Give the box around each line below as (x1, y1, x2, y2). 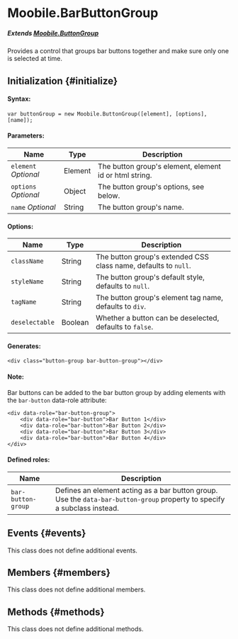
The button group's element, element (98, 161, 222, 171)
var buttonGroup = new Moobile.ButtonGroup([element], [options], (7, 110, 208, 118)
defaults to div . (95, 301, 147, 311)
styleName (11, 278, 44, 286)
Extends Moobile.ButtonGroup (7, 28, 99, 37)
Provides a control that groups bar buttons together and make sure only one (7, 47, 229, 55)
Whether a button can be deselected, (95, 313, 220, 323)
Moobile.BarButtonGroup (7, 5, 159, 21)
